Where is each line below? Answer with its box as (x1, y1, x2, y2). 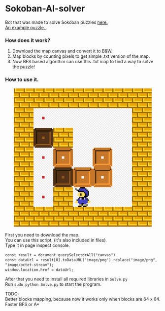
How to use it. (5, 76, 39, 83)
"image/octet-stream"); (5, 262, 54, 267)
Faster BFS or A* (5, 301, 40, 307)
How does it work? (5, 37, 51, 43)
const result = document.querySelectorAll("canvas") (5, 252, 116, 257)
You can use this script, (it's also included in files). (5, 237, 107, 243)
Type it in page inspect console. (5, 242, 70, 248)
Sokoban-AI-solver (5, 3, 85, 14)
